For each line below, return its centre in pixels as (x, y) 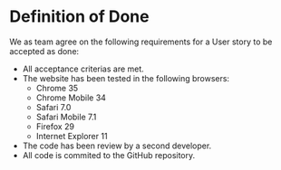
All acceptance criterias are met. (83, 69)
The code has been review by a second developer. (117, 146)
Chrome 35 (57, 88)
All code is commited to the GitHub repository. (109, 155)
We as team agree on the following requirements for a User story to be (141, 42)
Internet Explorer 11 (72, 136)
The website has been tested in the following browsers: (126, 78)
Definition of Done (79, 17)
